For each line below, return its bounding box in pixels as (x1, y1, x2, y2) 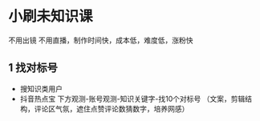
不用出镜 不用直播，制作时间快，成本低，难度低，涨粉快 (8, 35, 193, 45)
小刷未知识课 (8, 7, 94, 26)
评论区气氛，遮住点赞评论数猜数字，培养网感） (34, 103, 189, 113)
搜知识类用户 (19, 83, 63, 93)
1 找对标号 (8, 61, 59, 75)
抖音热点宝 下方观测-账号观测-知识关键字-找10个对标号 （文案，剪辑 (19, 94, 246, 103)
